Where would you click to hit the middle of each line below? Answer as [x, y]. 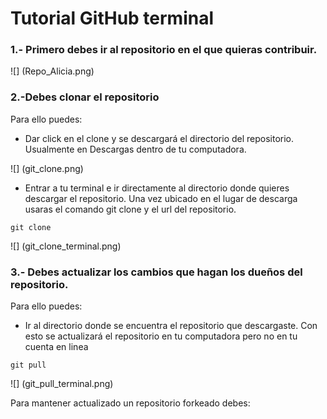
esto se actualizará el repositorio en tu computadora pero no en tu [161, 336]
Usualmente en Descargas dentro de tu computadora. [135, 149]
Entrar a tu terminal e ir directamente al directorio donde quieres [157, 188]
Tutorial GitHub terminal [112, 18]
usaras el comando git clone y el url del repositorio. [130, 209]
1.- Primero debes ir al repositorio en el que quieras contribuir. [164, 50]
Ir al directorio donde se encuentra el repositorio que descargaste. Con [171, 326]
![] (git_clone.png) [47, 168]
